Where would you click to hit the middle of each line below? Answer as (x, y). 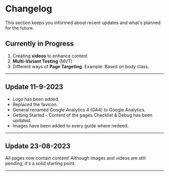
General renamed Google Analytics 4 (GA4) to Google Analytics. (79, 110)
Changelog (29, 9)
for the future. (20, 28)
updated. (22, 120)
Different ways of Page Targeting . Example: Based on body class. (81, 66)
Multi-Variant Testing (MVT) (43, 61)
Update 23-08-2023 (38, 146)
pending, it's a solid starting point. (40, 163)
